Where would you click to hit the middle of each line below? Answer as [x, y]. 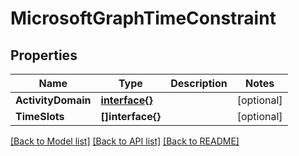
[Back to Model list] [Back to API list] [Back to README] [125, 141]
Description [199, 83]
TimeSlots [40, 116]
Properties [44, 55]
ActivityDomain [53, 100]
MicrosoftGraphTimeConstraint [143, 18]
